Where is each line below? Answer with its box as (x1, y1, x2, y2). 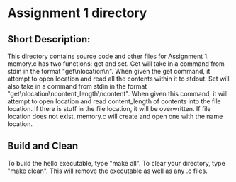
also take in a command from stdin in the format (7, 82, 147, 90)
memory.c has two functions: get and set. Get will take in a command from (7, 59, 225, 68)
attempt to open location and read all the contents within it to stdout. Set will (7, 74, 230, 83)
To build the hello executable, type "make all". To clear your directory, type (7, 159, 225, 167)
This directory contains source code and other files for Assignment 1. (7, 52, 209, 60)
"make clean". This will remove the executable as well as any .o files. (7, 166, 208, 175)
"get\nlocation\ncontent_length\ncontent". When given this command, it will (7, 90, 228, 98)
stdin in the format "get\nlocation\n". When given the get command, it (7, 67, 210, 75)
